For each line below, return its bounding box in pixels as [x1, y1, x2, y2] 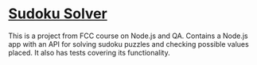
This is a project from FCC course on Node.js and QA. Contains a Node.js [8, 31, 248, 40]
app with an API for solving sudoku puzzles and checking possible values [8, 39, 249, 48]
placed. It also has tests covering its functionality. [8, 48, 170, 57]
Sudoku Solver [8, 5, 107, 23]
